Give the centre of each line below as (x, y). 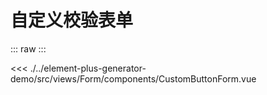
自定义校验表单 (72, 20)
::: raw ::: (28, 48)
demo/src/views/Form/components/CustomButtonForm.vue (133, 78)
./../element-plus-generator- (88, 68)
